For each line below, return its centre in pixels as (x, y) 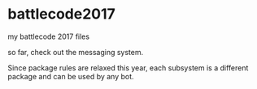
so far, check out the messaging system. (76, 52)
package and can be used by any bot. (71, 76)
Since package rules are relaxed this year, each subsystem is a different (128, 68)
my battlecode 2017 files (49, 36)
